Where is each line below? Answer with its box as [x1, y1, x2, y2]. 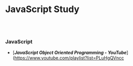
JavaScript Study [5, 4, 80, 15]
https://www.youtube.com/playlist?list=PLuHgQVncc [14, 55, 124, 61]
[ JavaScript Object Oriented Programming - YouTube [12, 49, 127, 56]
